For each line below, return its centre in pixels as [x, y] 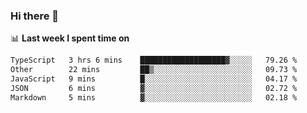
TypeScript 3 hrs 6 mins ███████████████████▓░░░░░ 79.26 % [154, 60]
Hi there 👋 [35, 16]
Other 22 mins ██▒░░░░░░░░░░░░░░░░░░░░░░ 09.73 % [154, 70]
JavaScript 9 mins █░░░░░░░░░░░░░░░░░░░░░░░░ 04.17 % [154, 79]
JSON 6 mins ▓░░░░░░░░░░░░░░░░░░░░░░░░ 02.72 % [154, 88]
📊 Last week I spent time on [70, 38]
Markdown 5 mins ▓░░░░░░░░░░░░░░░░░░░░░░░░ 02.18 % [154, 97]
